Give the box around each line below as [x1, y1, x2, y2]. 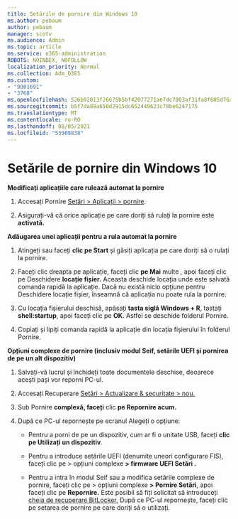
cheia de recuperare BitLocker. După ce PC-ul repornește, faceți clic [28, 496, 228, 505]
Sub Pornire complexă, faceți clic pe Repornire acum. [17, 403, 177, 412]
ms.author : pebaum [7, 17, 62, 24]
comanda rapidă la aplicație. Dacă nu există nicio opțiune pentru [17, 282, 205, 291]
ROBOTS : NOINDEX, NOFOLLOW [7, 57, 87, 64]
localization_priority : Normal [7, 63, 100, 70]
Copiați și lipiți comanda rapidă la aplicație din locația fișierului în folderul [17, 325, 230, 334]
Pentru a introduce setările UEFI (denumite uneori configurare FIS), [28, 452, 224, 461]
